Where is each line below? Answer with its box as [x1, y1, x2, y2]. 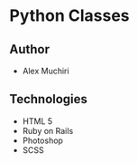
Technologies [9, 91, 88, 107]
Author [9, 42, 50, 57]
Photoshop [22, 135, 63, 146]
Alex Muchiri [22, 65, 69, 76]
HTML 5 [22, 115, 53, 127]
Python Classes [9, 5, 130, 26]
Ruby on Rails [22, 125, 74, 136]
